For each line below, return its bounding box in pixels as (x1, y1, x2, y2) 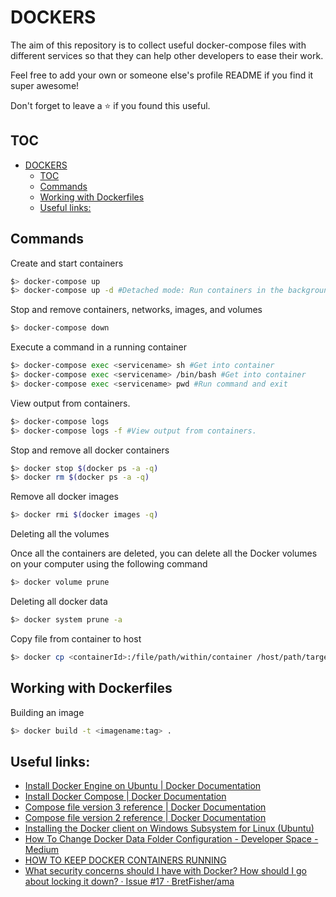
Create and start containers (10, 257, 124, 269)
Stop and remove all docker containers (10, 444, 170, 456)
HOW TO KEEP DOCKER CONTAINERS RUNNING (24, 854, 227, 866)
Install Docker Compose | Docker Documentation (24, 791, 227, 803)
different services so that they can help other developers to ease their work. (10, 49, 324, 61)
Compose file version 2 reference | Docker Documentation (24, 812, 267, 824)
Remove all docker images (10, 491, 119, 503)
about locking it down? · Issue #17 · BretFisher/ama (24, 876, 235, 888)
